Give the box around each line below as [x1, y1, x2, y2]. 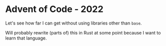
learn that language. [5, 35, 47, 41]
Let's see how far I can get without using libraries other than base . [5, 20, 142, 26]
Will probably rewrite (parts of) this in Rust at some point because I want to [5, 29, 161, 35]
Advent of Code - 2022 [5, 3, 103, 15]
